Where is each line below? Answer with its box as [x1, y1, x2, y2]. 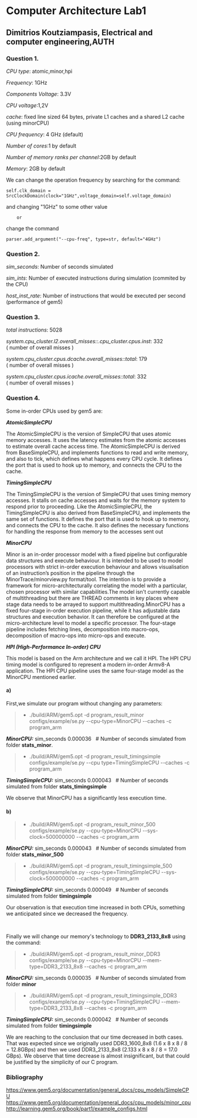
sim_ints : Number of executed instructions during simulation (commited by [6, 275, 186, 282]
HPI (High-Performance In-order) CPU [6, 643, 101, 650]
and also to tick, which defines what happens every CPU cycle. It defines [6, 455, 183, 462]
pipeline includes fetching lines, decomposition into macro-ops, [6, 625, 160, 632]
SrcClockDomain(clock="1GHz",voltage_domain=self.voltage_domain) [6, 193, 172, 199]
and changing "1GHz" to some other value [6, 203, 108, 210]
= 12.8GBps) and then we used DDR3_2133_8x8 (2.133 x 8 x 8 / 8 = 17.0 [6, 1046, 178, 1053]
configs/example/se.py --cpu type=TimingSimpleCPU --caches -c [29, 759, 190, 766]
